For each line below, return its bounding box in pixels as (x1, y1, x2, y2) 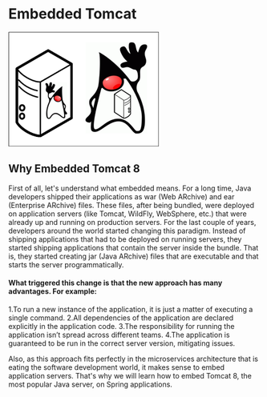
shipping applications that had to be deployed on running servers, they (8, 234, 242, 244)
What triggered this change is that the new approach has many (8, 278, 223, 288)
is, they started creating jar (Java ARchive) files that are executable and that (8, 251, 259, 261)
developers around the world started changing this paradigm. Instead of (8, 226, 246, 235)
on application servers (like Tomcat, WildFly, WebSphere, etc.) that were (8, 209, 247, 219)
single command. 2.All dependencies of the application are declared (8, 313, 234, 323)
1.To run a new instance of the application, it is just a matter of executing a (8, 304, 253, 314)
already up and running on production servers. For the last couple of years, (8, 217, 257, 227)
